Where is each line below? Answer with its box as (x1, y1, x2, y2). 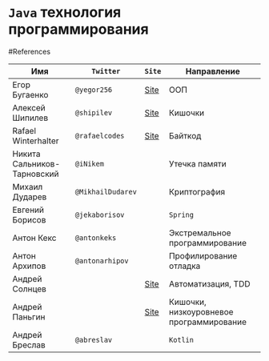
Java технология (8, 3, 122, 22)
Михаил (12, 181, 43, 192)
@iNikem (74, 159, 104, 168)
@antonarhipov (74, 256, 129, 265)
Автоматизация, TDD (169, 278, 251, 289)
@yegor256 (74, 85, 113, 94)
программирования (8, 20, 150, 38)
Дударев (12, 191, 47, 203)
